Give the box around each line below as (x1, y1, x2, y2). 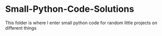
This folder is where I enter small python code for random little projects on (5, 20, 158, 26)
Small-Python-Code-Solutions (5, 3, 135, 15)
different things (5, 25, 37, 31)
